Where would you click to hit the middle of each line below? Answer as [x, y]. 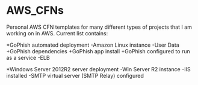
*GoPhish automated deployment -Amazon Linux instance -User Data [93, 45]
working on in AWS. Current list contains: [57, 33]
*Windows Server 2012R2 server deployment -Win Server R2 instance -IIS [98, 69]
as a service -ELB [28, 57]
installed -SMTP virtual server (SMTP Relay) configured [75, 75]
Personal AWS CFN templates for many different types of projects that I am [99, 27]
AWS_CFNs [35, 10]
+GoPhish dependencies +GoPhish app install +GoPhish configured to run [98, 51]
